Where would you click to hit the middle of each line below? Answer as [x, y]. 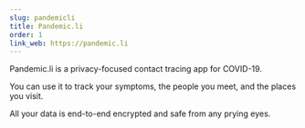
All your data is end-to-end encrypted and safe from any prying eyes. [140, 113]
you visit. [26, 96]
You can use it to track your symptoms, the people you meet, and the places [153, 86]
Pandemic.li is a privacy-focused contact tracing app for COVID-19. [136, 69]
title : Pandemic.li [47, 26]
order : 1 [26, 34]
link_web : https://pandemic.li [69, 43]
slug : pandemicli [42, 18]
